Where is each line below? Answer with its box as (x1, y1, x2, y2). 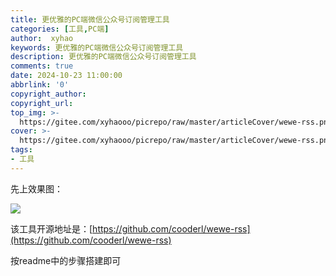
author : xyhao (10, 33, 74, 43)
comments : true (10, 61, 74, 71)
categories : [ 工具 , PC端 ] (10, 24, 110, 34)
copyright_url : (10, 98, 74, 108)
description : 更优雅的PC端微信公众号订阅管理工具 (10, 52, 197, 62)
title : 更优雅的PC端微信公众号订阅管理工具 (10, 14, 170, 25)
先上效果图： (10, 182, 63, 195)
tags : (10, 145, 33, 155)
